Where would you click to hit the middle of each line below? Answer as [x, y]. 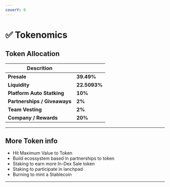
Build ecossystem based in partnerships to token [63, 158]
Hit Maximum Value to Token [42, 153]
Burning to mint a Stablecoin [42, 174]
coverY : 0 [16, 10]
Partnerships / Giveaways [40, 101]
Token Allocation [32, 54]
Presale [17, 76]
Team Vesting [25, 109]
